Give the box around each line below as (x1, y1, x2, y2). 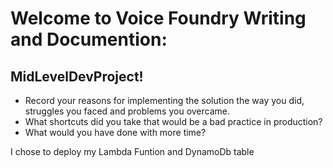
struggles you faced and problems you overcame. (24, 105, 231, 117)
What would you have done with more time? (24, 127, 207, 138)
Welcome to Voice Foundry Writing (10, 7, 307, 30)
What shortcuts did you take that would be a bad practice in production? (24, 116, 323, 127)
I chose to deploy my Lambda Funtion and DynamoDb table (10, 146, 255, 157)
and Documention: (10, 28, 168, 51)
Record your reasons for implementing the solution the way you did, (24, 95, 305, 106)
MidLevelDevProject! (10, 68, 144, 85)
